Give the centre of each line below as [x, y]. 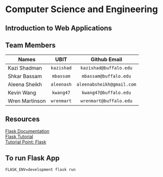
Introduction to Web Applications [59, 28]
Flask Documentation [27, 131]
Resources [23, 119]
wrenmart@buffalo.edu [106, 101]
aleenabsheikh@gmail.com [107, 84]
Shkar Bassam [25, 76]
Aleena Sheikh [25, 85]
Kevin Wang [22, 93]
